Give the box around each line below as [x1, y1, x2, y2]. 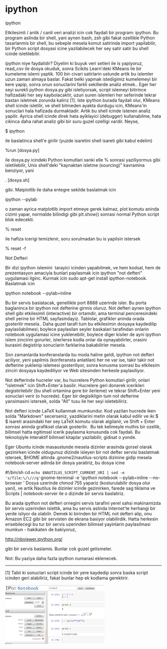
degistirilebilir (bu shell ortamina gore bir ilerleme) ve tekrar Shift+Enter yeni [5, 388, 161, 394]
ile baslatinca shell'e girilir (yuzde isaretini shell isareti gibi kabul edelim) [5, 138, 153, 144]
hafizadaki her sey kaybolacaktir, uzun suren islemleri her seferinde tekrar [5, 92, 157, 98]
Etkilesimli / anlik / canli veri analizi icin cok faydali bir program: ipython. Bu [5, 29, 159, 35]
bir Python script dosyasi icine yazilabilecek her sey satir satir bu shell [5, 45, 149, 51]
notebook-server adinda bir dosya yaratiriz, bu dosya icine [5, 460, 125, 466]
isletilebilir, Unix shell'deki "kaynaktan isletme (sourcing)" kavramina [5, 162, 145, 168]
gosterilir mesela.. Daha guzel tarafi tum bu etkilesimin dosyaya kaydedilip [5, 321, 157, 326]
